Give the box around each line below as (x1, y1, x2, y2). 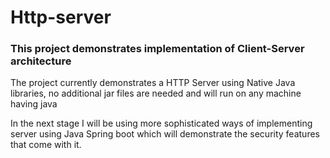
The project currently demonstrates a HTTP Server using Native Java (10, 77, 296, 89)
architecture (10, 54, 72, 68)
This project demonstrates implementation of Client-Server (10, 42, 305, 56)
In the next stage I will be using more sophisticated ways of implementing (10, 117, 313, 130)
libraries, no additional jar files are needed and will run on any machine (10, 87, 302, 100)
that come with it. (10, 139, 82, 151)
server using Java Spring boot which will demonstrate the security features (10, 128, 320, 140)
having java (10, 98, 58, 110)
